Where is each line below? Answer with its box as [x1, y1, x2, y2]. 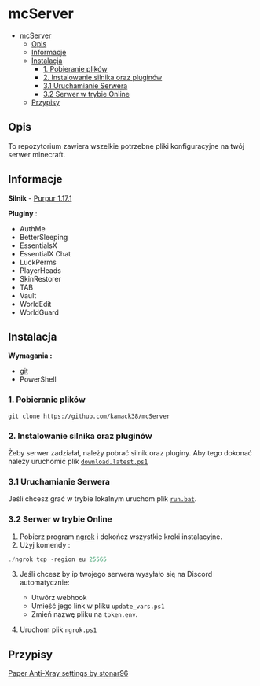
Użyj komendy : [19, 540, 71, 549]
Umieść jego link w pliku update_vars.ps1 [31, 601, 165, 610]
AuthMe [19, 223, 46, 233]
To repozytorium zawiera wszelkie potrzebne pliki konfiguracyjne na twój [8, 141, 245, 150]
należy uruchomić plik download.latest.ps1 [8, 456, 148, 466]
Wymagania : [8, 351, 53, 360]
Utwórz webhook [31, 593, 88, 603]
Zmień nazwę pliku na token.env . [31, 610, 138, 619]
